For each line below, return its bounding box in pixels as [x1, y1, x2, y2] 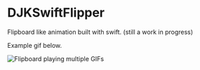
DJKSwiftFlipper [7, 5, 105, 21]
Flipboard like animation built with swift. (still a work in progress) [7, 28, 194, 36]
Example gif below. [7, 41, 62, 49]
